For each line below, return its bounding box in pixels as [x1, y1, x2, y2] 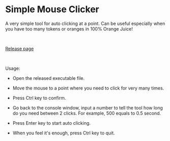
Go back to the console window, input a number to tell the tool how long [12, 104, 163, 110]
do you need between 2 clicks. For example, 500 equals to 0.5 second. [12, 110, 161, 116]
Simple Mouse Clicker [5, 4, 99, 15]
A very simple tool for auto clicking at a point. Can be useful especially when [5, 20, 165, 26]
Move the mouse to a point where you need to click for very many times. [12, 85, 164, 91]
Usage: [5, 65, 20, 71]
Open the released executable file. [12, 75, 85, 81]
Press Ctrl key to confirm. [12, 95, 66, 101]
